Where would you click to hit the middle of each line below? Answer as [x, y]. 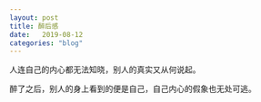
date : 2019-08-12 [46, 34]
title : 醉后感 [34, 26]
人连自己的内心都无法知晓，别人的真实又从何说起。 [105, 70]
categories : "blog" [46, 43]
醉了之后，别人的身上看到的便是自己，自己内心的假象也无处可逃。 [133, 89]
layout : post [34, 18]
